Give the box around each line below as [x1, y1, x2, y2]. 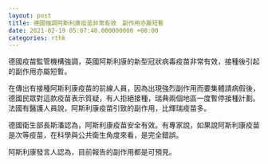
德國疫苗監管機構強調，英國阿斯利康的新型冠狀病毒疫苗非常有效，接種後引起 [8, 57, 260, 66]
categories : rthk [8, 33, 66, 42]
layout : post [8, 11, 52, 20]
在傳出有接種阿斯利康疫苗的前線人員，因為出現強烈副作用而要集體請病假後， [8, 84, 260, 93]
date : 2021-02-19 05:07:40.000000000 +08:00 [8, 26, 159, 34]
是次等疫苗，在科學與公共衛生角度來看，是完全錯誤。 [8, 131, 183, 140]
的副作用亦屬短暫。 [8, 67, 72, 76]
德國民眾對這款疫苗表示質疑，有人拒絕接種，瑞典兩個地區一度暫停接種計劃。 [8, 93, 260, 103]
